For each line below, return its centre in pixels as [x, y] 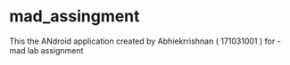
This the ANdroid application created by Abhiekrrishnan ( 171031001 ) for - [145, 41]
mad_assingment [75, 16]
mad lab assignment [46, 50]
